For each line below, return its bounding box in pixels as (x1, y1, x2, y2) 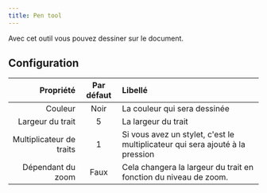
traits (56, 144, 76, 155)
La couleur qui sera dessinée (122, 103, 230, 114)
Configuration (8, 56, 79, 70)
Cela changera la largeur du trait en (122, 162, 254, 173)
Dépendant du (22, 162, 76, 173)
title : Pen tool (8, 11, 62, 20)
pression (122, 149, 155, 160)
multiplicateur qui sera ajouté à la (122, 139, 246, 150)
